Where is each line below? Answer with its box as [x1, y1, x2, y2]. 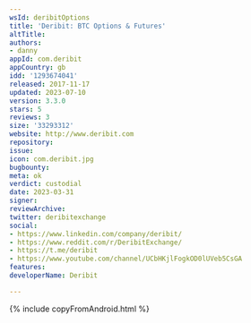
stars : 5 [9, 105, 42, 114]
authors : [9, 38, 42, 47]
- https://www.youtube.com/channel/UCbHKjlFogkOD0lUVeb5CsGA [9, 254, 243, 264]
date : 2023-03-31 [9, 188, 74, 197]
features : [9, 263, 47, 272]
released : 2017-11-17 [9, 80, 91, 89]
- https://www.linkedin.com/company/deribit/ [9, 229, 182, 238]
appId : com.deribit [9, 55, 82, 64]
